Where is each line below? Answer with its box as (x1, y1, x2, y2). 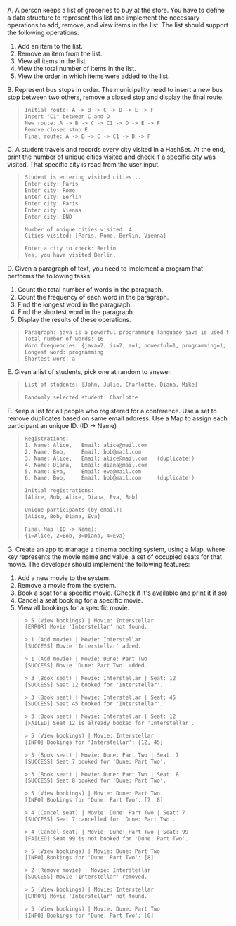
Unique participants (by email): (24, 506, 123, 513)
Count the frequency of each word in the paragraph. (17, 293, 169, 301)
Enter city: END (24, 213, 72, 220)
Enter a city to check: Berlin (24, 245, 117, 252)
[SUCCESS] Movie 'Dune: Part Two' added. (24, 662, 147, 669)
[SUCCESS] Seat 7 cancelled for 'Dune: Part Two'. (24, 816, 176, 823)
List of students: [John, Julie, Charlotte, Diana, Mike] (24, 381, 198, 389)
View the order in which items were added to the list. (17, 72, 170, 80)
